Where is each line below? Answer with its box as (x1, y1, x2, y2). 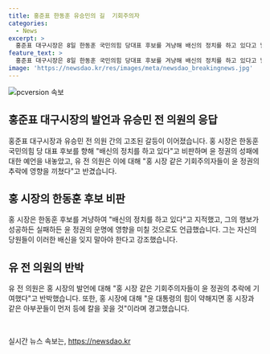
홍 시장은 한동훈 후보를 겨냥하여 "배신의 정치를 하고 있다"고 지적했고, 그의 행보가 (8, 215, 260, 224)
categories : (8, 19, 48, 27)
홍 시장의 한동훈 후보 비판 (8, 191, 126, 205)
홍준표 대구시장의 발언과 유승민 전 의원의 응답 (8, 113, 219, 127)
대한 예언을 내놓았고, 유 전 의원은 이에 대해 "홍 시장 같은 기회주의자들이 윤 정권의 (8, 156, 260, 166)
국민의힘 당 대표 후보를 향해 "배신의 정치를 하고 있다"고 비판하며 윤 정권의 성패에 (8, 146, 260, 155)
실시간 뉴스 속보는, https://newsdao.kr (8, 336, 131, 346)
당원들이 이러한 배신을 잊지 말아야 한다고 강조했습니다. (8, 235, 178, 245)
